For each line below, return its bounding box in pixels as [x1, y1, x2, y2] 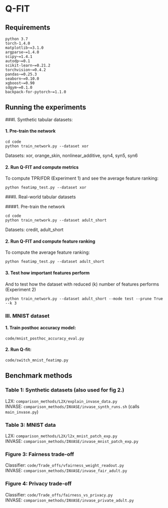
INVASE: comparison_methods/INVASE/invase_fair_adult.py [5, 468, 127, 474]
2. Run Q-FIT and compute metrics [5, 164, 79, 170]
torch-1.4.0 [5, 41, 30, 46]
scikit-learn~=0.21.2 [5, 63, 51, 68]
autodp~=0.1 [5, 59, 30, 64]
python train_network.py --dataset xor [5, 144, 89, 149]
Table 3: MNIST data [5, 421, 56, 428]
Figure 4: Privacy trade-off [5, 480, 72, 487]
